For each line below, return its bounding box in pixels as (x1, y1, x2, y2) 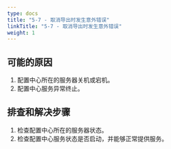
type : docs (7, 10, 38, 17)
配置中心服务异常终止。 (16, 84, 84, 93)
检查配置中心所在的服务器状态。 (16, 126, 108, 134)
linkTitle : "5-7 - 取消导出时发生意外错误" (7, 23, 122, 30)
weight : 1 (7, 29, 36, 36)
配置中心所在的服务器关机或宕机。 (16, 76, 114, 84)
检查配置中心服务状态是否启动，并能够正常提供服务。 (16, 135, 168, 143)
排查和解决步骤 (7, 106, 71, 118)
